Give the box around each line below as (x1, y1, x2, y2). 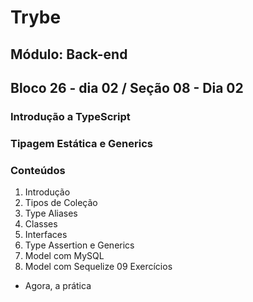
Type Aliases (24, 207, 78, 220)
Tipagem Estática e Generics (10, 136, 153, 150)
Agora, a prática (24, 280, 92, 292)
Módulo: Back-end (10, 46, 128, 63)
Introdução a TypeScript (10, 109, 131, 123)
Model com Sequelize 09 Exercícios (24, 261, 173, 273)
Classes (24, 218, 58, 230)
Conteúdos (10, 163, 66, 177)
